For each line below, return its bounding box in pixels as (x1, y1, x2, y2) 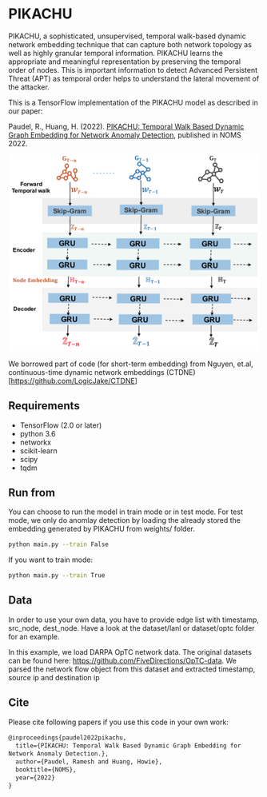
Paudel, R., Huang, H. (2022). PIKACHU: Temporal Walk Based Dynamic (8, 122, 245, 131)
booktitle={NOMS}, (15, 765, 78, 774)
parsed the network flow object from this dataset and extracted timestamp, (8, 664, 256, 674)
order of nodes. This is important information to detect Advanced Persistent (8, 65, 258, 74)
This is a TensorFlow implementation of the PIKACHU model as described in (8, 98, 258, 107)
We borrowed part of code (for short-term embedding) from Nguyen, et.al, (8, 359, 253, 369)
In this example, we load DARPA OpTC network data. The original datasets (8, 647, 252, 656)
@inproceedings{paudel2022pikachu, (8, 733, 127, 742)
